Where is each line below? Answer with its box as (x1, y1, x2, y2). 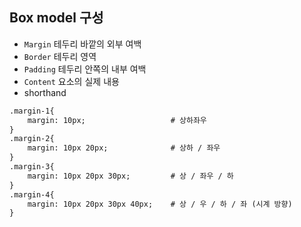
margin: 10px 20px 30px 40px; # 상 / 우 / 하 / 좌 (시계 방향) (27, 199, 293, 209)
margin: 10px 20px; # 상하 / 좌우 (27, 143, 221, 153)
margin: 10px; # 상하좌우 (27, 115, 207, 125)
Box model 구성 (9, 9, 104, 27)
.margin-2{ (9, 134, 55, 144)
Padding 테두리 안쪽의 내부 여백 (23, 63, 147, 75)
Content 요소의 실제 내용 (23, 75, 120, 87)
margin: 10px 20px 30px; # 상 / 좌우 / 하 (27, 171, 234, 181)
